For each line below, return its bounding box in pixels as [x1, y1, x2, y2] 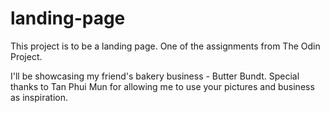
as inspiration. [10, 91, 69, 103]
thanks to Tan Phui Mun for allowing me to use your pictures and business [10, 80, 315, 92]
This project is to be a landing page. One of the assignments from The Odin [10, 40, 321, 52]
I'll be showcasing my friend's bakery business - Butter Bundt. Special [10, 70, 300, 82]
